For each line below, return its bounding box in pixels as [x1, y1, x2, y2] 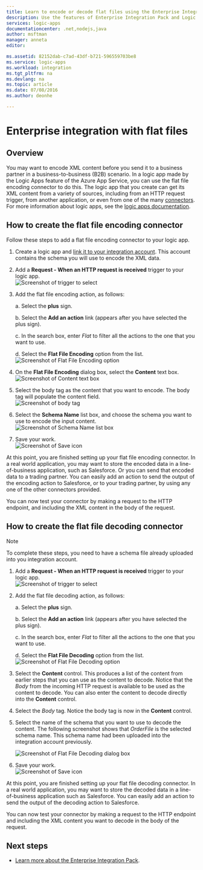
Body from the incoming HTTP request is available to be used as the [14, 682, 185, 689]
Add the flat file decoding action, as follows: [14, 591, 125, 599]
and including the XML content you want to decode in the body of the [6, 817, 179, 824]
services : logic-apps [6, 20, 61, 26]
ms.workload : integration [6, 65, 71, 71]
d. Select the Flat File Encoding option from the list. [14, 350, 144, 357]
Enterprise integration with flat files [6, 124, 188, 138]
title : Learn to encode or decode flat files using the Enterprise [6, 8, 180, 15]
